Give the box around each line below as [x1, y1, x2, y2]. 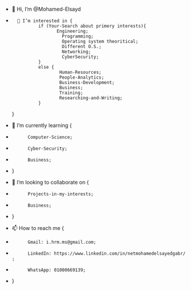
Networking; [61, 49, 91, 55]
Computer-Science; [27, 134, 73, 140]
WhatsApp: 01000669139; [27, 267, 86, 273]
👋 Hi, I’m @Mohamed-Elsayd [11, 6, 81, 12]
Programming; [61, 33, 94, 39]
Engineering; [56, 28, 89, 34]
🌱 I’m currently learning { [11, 122, 72, 129]
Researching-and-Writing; [59, 95, 123, 101]
